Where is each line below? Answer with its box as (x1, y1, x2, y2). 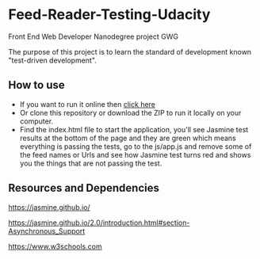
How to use (8, 78, 65, 92)
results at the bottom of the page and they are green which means (19, 133, 236, 143)
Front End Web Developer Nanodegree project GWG (8, 32, 178, 41)
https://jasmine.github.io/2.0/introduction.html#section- (8, 218, 190, 227)
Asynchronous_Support (8, 226, 86, 235)
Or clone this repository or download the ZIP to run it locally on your (19, 108, 242, 117)
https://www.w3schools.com (8, 242, 102, 251)
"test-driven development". (8, 55, 97, 65)
